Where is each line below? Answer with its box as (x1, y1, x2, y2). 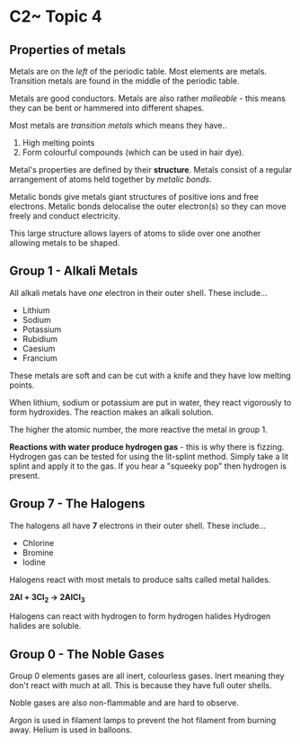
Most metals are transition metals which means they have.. (9, 120, 227, 130)
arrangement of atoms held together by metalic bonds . (9, 174, 213, 184)
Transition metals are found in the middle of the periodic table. (9, 76, 240, 86)
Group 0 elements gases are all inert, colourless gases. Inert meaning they (9, 670, 285, 681)
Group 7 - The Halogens (9, 497, 146, 512)
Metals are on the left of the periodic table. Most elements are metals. (9, 66, 268, 76)
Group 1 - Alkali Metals (9, 264, 138, 279)
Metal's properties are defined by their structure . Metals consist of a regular (9, 165, 293, 175)
